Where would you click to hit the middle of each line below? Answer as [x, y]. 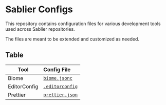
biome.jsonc [58, 78]
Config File [57, 69]
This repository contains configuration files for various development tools [83, 24]
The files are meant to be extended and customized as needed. [72, 39]
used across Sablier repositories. [40, 29]
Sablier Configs [39, 9]
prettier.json [61, 95]
